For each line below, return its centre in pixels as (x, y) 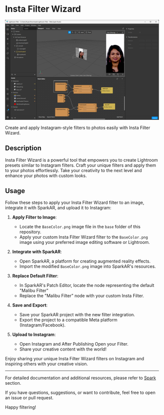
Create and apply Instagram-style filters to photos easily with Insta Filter (78, 128)
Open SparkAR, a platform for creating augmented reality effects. (85, 261)
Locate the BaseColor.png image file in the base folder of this (80, 227)
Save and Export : (30, 305)
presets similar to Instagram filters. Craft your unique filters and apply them (81, 165)
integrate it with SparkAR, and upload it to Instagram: (58, 208)
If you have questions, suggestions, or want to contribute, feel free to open (80, 393)
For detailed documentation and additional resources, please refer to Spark (81, 378)
